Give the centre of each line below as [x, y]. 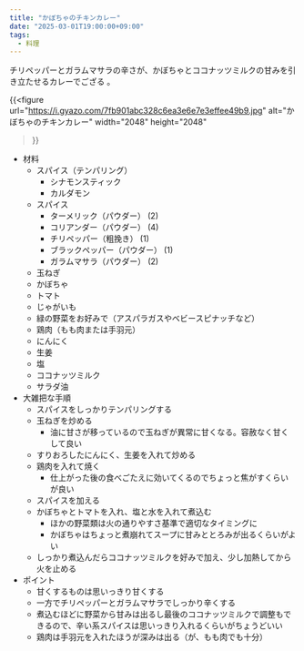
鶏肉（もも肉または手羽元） [88, 330]
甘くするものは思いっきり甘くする [100, 592]
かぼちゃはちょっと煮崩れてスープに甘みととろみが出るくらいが [169, 534]
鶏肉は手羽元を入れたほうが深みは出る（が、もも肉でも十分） [152, 637]
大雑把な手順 [46, 398]
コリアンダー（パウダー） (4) [104, 228]
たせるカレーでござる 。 [70, 82]
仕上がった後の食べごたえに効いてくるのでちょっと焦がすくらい [169, 478]
